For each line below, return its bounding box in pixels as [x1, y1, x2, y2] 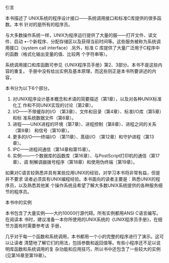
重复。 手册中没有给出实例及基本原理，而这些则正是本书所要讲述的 [14, 68, 152, 74]
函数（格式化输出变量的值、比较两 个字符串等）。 [9, 51, 110, 57]
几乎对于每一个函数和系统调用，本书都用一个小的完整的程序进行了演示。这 [5, 234, 159, 239]
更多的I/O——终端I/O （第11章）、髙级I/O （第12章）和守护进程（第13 [12, 134, 154, 140]
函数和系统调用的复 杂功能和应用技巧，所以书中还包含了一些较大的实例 [14, 246, 161, 252]
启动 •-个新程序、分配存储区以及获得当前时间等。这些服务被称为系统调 [14, 38, 161, 44]
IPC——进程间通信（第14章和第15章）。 [12, 146, 93, 152]
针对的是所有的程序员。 [24, 22, 73, 27]
